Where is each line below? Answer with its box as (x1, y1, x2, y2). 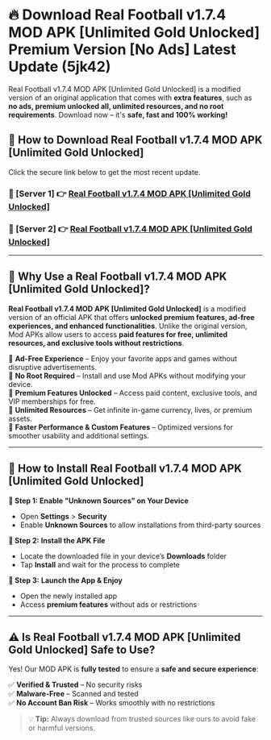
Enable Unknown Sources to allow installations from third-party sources (19, 520, 261, 530)
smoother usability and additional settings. (8, 430, 149, 440)
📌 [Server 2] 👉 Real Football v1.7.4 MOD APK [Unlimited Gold (8, 223, 252, 235)
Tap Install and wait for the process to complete (19, 559, 180, 569)
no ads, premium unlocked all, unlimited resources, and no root (8, 101, 224, 110)
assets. (8, 414, 32, 423)
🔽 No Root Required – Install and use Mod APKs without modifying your (8, 371, 246, 380)
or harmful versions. (27, 723, 95, 733)
